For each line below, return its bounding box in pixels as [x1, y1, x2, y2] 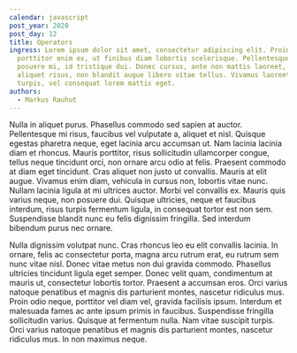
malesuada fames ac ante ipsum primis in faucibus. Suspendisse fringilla [9, 306, 274, 317]
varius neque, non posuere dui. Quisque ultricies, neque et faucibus [9, 195, 256, 205]
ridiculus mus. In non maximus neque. [9, 334, 148, 345]
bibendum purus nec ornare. [9, 223, 113, 234]
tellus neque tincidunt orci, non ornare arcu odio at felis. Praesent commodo [9, 157, 286, 168]
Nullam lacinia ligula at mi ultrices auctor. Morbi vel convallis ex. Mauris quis [9, 185, 286, 196]
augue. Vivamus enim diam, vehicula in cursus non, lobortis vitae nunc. [9, 176, 269, 187]
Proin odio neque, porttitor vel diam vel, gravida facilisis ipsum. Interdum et [9, 296, 282, 307]
